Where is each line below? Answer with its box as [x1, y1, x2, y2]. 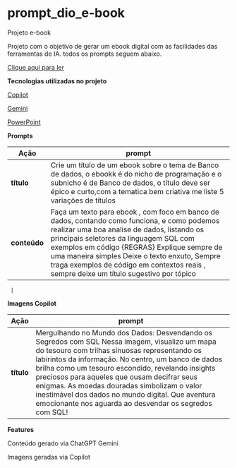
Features [7, 425, 34, 433]
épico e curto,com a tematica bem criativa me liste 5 [50, 186, 224, 196]
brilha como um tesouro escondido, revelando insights [35, 363, 216, 373]
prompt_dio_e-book [7, 5, 126, 21]
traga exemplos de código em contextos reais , [50, 260, 206, 270]
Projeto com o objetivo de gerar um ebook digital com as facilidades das [7, 42, 218, 50]
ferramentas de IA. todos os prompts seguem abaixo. [7, 49, 162, 58]
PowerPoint [7, 118, 41, 126]
